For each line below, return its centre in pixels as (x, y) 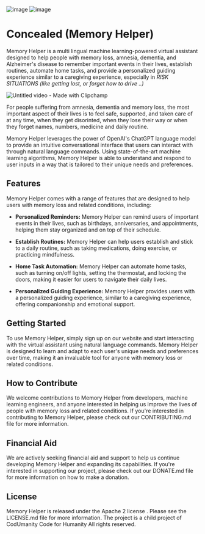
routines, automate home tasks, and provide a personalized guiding (91, 70)
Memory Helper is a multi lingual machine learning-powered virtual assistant (102, 51)
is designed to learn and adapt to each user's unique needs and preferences (103, 351)
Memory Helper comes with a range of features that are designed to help (98, 198)
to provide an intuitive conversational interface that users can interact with (100, 145)
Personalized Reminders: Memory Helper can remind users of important (107, 216)
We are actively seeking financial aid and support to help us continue (93, 458)
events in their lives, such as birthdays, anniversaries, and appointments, (106, 223)
